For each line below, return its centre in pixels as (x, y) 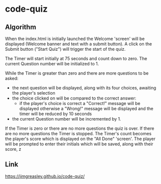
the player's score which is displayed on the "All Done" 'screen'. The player (80, 139)
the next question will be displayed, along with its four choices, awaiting (84, 88)
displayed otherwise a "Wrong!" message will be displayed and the (86, 109)
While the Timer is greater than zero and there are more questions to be (77, 73)
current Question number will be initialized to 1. (52, 64)
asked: (12, 78)
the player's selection (34, 93)
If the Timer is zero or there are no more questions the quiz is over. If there (80, 128)
